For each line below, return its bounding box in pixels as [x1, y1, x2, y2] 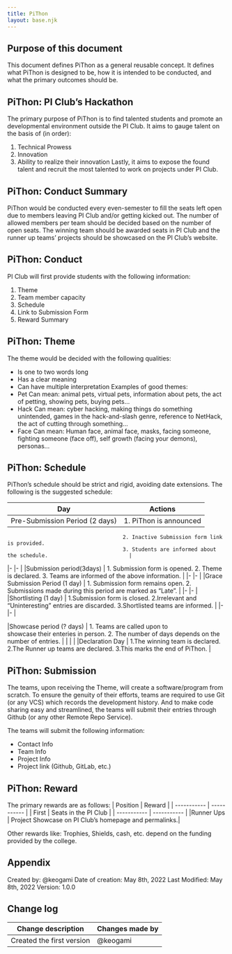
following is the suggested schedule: [7, 487, 113, 496]
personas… [17, 441, 50, 450]
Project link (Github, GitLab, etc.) [17, 762, 111, 771]
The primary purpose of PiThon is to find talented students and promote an [7, 114, 223, 123]
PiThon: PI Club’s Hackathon [7, 96, 134, 108]
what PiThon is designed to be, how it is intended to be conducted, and [7, 68, 212, 77]
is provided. [7, 540, 45, 547]
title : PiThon [7, 10, 49, 17]
